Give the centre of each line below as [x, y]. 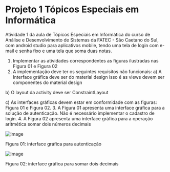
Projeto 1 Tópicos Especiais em [72, 9]
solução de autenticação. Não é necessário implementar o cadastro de [80, 113]
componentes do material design [48, 82]
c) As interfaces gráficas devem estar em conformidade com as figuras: [81, 102]
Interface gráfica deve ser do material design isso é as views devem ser [89, 77]
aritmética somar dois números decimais [48, 124]
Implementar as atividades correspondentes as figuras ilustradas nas [86, 60]
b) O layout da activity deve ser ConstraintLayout [57, 92]
